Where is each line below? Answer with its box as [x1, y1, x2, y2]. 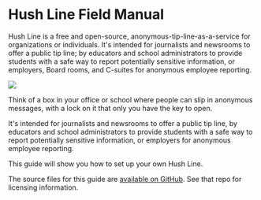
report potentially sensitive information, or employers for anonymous [8, 135, 231, 145]
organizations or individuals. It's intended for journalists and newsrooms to [8, 39, 251, 49]
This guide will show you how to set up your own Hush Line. [8, 159, 203, 169]
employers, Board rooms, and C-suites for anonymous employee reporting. [8, 65, 252, 74]
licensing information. [8, 183, 79, 192]
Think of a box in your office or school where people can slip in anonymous [8, 94, 253, 104]
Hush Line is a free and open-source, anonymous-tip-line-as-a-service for [8, 31, 251, 41]
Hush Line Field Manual [8, 6, 164, 24]
